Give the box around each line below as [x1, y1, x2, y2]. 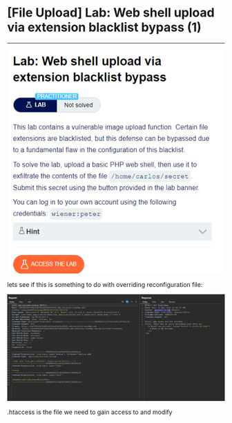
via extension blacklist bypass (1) [7, 19, 202, 35]
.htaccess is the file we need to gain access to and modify [7, 408, 173, 416]
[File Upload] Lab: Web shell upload [7, 5, 215, 21]
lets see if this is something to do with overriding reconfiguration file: [7, 280, 203, 288]
